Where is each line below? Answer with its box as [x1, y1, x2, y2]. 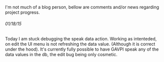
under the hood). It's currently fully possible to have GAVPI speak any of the [5, 46, 159, 52]
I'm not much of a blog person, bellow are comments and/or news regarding [5, 4, 160, 10]
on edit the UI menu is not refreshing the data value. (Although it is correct [5, 41, 156, 47]
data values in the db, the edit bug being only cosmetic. [5, 52, 118, 58]
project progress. [5, 9, 40, 15]
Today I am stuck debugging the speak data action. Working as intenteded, [5, 36, 157, 42]
